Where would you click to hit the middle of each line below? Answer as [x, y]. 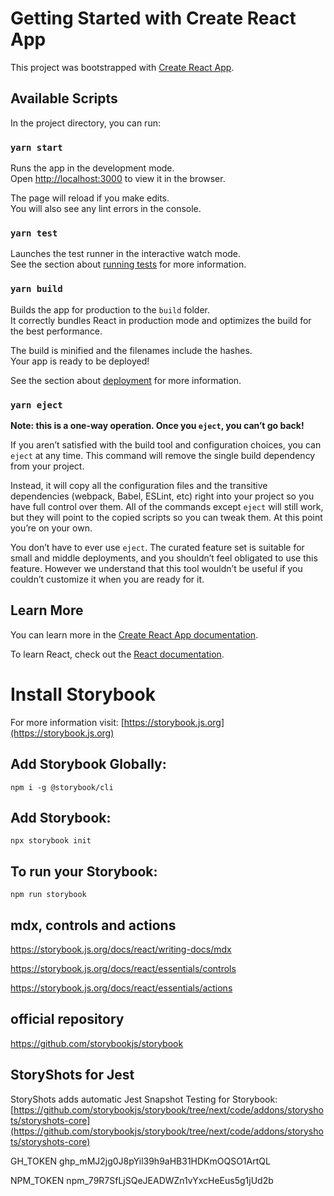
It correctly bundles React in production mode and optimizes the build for [161, 320]
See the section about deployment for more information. [126, 380]
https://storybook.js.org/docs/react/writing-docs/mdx [121, 949]
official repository [67, 1019]
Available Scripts [64, 98]
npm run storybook [48, 895]
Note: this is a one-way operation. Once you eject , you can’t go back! [157, 425]
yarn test [34, 233]
